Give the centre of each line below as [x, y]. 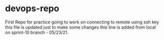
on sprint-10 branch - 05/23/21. [37, 32]
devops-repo [32, 9]
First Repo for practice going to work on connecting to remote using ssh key [82, 22]
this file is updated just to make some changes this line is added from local [81, 27]
